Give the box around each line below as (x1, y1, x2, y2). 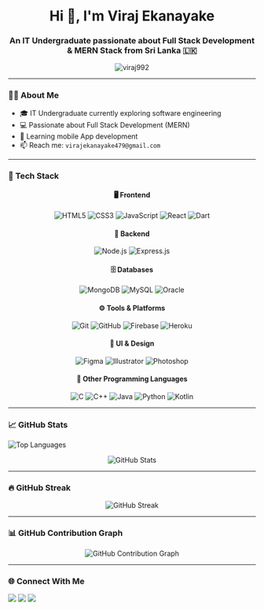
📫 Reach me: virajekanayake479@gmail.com (19, 140, 161, 150)
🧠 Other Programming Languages (76, 374, 188, 384)
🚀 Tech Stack (8, 170, 60, 181)
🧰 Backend (114, 228, 150, 238)
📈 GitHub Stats (8, 419, 68, 430)
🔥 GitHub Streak (8, 482, 71, 494)
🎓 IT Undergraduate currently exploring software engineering (19, 108, 222, 117)
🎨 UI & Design (109, 338, 155, 349)
